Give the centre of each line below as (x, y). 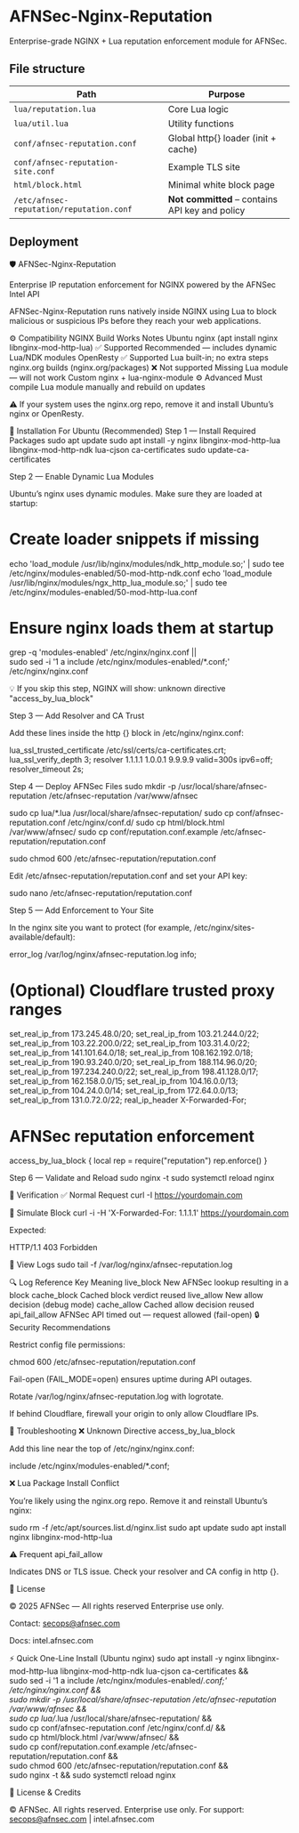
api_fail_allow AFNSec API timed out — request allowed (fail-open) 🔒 (134, 1315)
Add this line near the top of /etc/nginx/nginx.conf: (102, 1449)
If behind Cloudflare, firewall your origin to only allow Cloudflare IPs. (134, 1414)
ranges (36, 1009)
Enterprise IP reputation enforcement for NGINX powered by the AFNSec (143, 284)
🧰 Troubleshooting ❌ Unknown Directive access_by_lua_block (122, 1431)
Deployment (44, 242)
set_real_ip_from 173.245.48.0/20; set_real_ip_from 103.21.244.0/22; (134, 1034)
